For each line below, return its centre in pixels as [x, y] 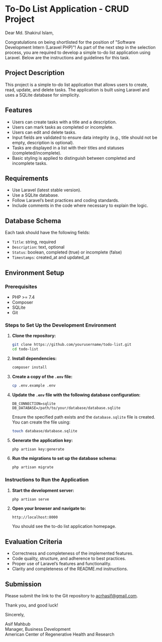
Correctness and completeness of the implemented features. [73, 553]
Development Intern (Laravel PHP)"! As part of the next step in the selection [80, 47]
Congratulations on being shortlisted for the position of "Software [70, 42]
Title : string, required [34, 242]
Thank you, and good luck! [32, 605]
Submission [23, 584]
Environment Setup [35, 273]
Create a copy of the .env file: [42, 376]
